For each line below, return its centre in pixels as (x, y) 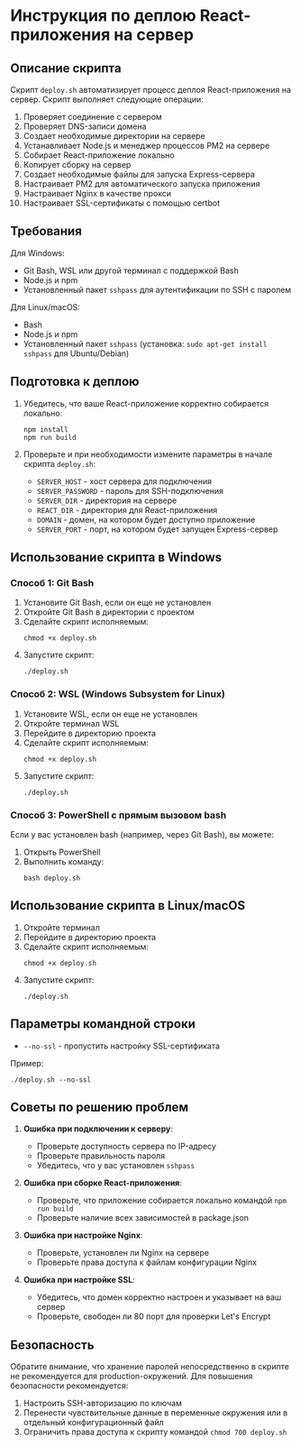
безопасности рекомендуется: (69, 1386)
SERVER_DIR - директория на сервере (107, 500)
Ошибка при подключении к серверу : (98, 1129)
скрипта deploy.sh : (59, 463)
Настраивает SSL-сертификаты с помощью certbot (121, 203)
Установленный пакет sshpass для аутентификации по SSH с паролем (157, 289)
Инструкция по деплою (103, 16)
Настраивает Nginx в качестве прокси (97, 193)
